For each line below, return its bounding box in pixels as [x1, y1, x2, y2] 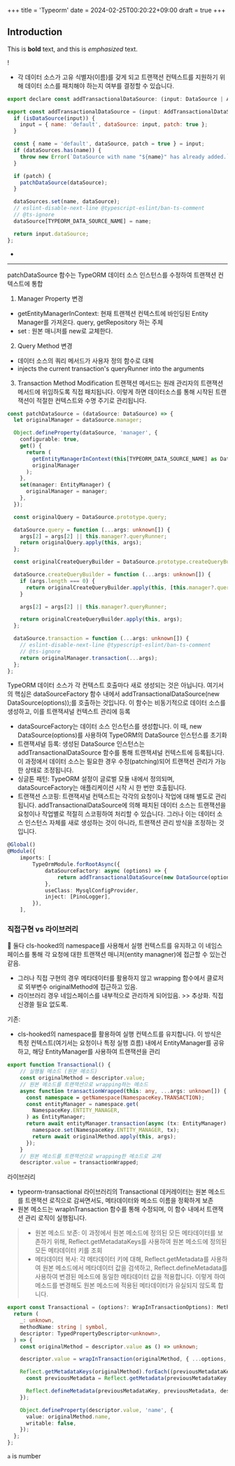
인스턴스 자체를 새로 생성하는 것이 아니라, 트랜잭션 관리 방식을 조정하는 [24, 819, 218, 827]
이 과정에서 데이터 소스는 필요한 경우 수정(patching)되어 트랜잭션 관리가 [17, 757, 213, 766]
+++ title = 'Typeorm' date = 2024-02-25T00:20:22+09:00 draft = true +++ [7, 6, 226, 14]
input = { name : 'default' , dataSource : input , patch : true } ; [20, 121, 208, 128]
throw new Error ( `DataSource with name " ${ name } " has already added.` [20, 153, 230, 160]
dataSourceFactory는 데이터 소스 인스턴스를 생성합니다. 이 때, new [17, 722, 202, 731]
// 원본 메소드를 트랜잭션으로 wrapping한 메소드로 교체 [20, 1152, 162, 1160]
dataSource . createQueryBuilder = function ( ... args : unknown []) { [13, 571, 211, 579]
